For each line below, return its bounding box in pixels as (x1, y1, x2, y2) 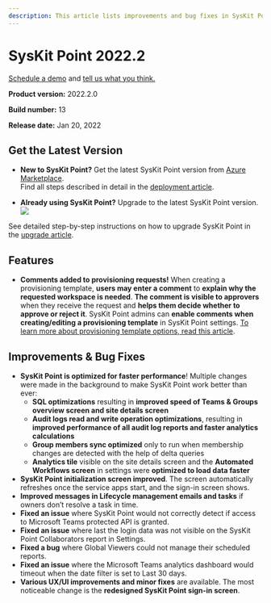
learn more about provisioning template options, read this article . (19, 326, 236, 336)
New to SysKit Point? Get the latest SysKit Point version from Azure (19, 165, 246, 174)
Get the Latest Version (8, 143, 123, 157)
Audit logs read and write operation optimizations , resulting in (31, 414, 244, 424)
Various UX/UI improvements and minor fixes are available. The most (19, 577, 255, 586)
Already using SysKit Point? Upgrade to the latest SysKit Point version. (19, 198, 259, 207)
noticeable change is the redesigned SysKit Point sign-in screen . (19, 586, 240, 595)
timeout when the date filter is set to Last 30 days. (19, 568, 187, 578)
